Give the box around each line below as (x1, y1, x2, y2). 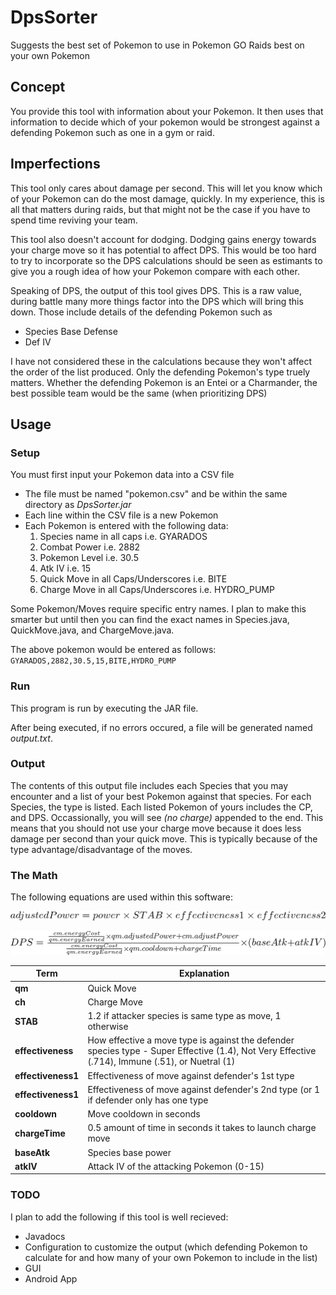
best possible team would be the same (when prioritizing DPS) (10, 387, 268, 399)
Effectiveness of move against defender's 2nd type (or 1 (87, 1083, 321, 1095)
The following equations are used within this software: (10, 891, 234, 903)
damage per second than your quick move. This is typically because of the (10, 832, 318, 845)
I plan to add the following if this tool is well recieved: (10, 1211, 229, 1223)
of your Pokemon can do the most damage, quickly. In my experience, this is (10, 192, 325, 205)
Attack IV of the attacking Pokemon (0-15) (87, 1160, 265, 1172)
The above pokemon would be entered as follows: (10, 644, 217, 656)
